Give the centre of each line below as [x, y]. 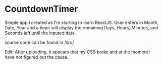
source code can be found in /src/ [39, 42]
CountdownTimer [41, 9]
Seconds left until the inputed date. [40, 33]
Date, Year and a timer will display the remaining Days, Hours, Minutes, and [81, 27]
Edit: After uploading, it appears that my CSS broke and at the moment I [78, 52]
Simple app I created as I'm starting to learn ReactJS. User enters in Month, [82, 22]
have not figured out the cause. [37, 57]
